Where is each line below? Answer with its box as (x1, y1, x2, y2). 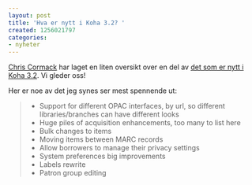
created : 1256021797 (8, 26, 77, 34)
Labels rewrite (39, 160, 86, 169)
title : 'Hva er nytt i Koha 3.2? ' (8, 19, 126, 27)
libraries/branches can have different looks (39, 109, 179, 119)
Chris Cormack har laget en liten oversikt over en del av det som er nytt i (8, 62, 244, 72)
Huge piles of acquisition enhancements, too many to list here (39, 118, 241, 128)
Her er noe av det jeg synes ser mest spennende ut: (8, 86, 178, 95)
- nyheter (8, 41, 41, 49)
